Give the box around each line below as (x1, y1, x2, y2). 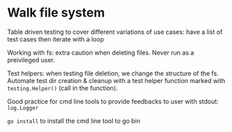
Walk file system (7, 5, 106, 21)
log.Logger (7, 104, 39, 111)
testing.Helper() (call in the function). (7, 84, 118, 92)
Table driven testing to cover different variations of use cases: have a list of (7, 28, 223, 36)
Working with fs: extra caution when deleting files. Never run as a (7, 48, 194, 57)
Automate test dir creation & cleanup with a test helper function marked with (7, 76, 226, 84)
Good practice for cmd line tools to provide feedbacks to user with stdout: (7, 97, 219, 105)
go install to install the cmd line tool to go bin (7, 116, 140, 125)
